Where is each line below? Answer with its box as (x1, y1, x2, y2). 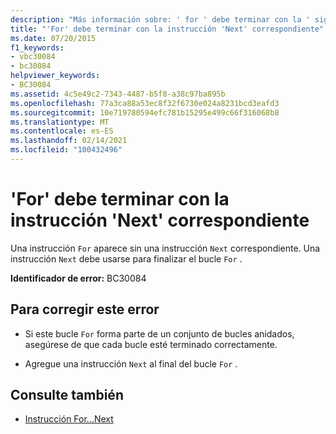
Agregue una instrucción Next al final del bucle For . (24, 357, 238, 370)
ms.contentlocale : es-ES (10, 126, 114, 136)
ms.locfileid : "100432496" (10, 145, 123, 155)
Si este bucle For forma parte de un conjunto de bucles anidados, (24, 327, 295, 340)
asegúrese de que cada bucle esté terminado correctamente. (24, 338, 278, 350)
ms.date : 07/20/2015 (10, 33, 97, 43)
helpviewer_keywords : (10, 71, 101, 81)
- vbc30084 (10, 52, 56, 62)
